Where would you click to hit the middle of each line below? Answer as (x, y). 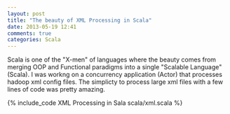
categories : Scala (34, 40)
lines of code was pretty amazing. (56, 90)
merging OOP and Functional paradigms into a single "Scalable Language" (115, 67)
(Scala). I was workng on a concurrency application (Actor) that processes (115, 75)
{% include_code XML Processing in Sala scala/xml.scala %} (95, 103)
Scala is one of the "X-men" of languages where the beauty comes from (111, 59)
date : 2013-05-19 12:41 (42, 27)
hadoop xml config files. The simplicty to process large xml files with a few (115, 82)
